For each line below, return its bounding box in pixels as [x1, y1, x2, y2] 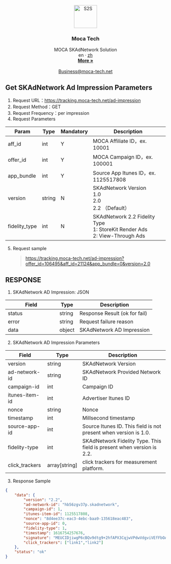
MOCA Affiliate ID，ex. [93, 138, 147, 145]
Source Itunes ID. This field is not [82, 423, 161, 430]
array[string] [47, 461, 78, 469]
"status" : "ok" [14, 549, 47, 555]
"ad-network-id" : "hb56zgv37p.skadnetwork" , [23, 502, 120, 507]
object [59, 326, 75, 333]
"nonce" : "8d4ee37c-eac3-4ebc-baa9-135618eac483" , [23, 516, 133, 522]
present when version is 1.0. [82, 429, 151, 436]
